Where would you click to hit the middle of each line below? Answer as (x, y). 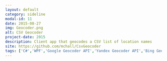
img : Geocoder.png (24, 28)
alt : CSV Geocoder (24, 32)
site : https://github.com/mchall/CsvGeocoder (53, 46)
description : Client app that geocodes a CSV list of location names (79, 42)
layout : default (22, 10)
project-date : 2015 (25, 37)
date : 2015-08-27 (23, 23)
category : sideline (25, 14)
